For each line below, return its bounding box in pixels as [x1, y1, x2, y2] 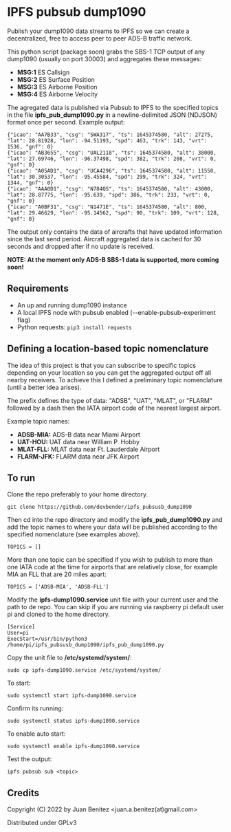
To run [7, 472, 36, 483]
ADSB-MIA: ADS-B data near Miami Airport [16, 430, 141, 439]
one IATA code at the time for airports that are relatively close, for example [7, 563, 218, 571]
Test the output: [7, 755, 52, 763]
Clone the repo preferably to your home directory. [7, 490, 148, 499]
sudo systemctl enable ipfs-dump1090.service [7, 743, 140, 750]
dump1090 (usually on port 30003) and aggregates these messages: [7, 54, 202, 63]
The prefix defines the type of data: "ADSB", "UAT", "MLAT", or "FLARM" [7, 396, 213, 404]
